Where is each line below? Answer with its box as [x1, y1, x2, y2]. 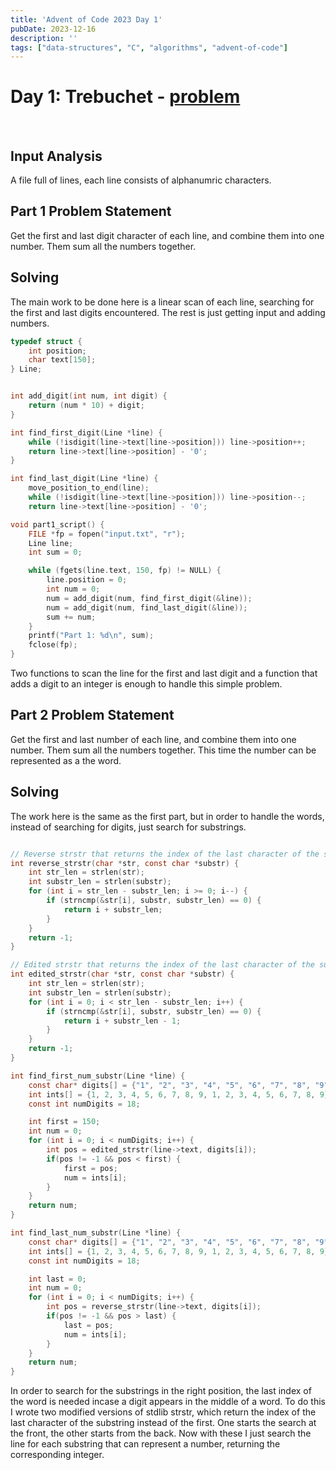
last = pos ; [63, 1320, 114, 1330]
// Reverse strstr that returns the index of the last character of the [10, 849, 320, 859]
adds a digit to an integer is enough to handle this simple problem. [10, 678, 283, 690]
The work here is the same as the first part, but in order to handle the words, [10, 810, 325, 822]
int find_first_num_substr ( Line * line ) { [10, 1071, 186, 1081]
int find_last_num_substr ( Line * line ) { [10, 1228, 182, 1238]
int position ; [28, 346, 87, 356]
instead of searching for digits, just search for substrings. [10, 821, 247, 833]
